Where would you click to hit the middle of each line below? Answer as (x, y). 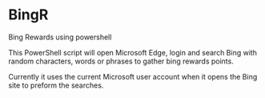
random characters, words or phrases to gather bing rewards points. (121, 61)
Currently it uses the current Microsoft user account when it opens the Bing (133, 76)
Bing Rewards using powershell (60, 37)
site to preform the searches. (56, 85)
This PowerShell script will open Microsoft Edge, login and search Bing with (133, 52)
